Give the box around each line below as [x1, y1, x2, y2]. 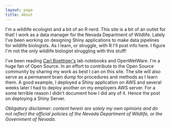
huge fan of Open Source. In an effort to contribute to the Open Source [5, 63, 154, 69]
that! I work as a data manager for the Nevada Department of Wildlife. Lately [5, 31, 165, 38]
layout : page [5, 7, 33, 13]
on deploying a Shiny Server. [5, 95, 66, 102]
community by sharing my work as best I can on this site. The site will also [5, 68, 161, 74]
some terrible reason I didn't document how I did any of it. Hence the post [5, 90, 160, 96]
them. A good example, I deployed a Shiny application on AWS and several [5, 79, 162, 85]
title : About [5, 12, 33, 17]
